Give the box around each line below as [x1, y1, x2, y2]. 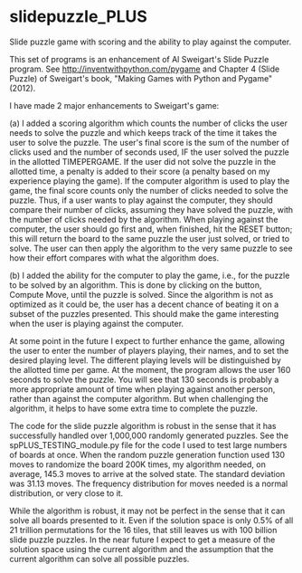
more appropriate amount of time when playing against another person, [9, 383, 276, 395]
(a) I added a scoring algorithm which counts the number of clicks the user [9, 118, 288, 129]
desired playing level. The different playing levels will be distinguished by [9, 355, 282, 366]
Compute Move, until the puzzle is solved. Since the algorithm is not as [9, 289, 274, 300]
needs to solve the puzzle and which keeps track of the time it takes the [9, 127, 278, 138]
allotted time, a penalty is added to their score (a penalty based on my [9, 166, 270, 177]
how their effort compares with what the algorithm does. [9, 252, 220, 263]
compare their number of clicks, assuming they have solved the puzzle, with [9, 204, 294, 215]
